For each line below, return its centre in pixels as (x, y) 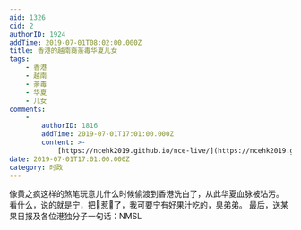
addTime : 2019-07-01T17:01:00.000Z (108, 134)
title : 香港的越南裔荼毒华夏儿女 (64, 51)
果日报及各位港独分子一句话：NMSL (76, 217)
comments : (28, 109)
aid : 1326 (28, 17)
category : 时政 (36, 167)
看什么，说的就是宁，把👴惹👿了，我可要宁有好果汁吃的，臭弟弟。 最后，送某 (149, 205)
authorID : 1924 (38, 34)
